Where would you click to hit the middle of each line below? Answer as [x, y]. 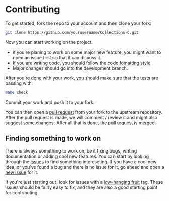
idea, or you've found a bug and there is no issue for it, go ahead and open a [85, 167]
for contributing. [22, 192]
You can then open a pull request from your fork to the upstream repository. [84, 112]
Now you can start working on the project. [49, 42]
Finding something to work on [53, 139]
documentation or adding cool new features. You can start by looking [77, 156]
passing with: [19, 83]
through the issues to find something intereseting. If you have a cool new [81, 161]
